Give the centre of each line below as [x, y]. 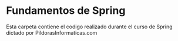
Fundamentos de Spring [66, 11]
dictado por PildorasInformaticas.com [52, 32]
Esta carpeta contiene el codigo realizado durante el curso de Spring [89, 27]
